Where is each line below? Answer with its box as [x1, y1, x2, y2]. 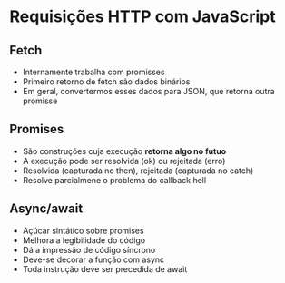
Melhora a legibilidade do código [22, 234, 146, 246]
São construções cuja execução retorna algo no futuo [22, 145, 227, 156]
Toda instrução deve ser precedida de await [22, 263, 188, 274]
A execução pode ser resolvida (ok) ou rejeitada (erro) [22, 155, 226, 166]
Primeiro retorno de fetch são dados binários [22, 76, 191, 87]
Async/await [9, 201, 84, 217]
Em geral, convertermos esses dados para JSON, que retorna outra [22, 86, 275, 96]
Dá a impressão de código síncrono [22, 244, 156, 255]
